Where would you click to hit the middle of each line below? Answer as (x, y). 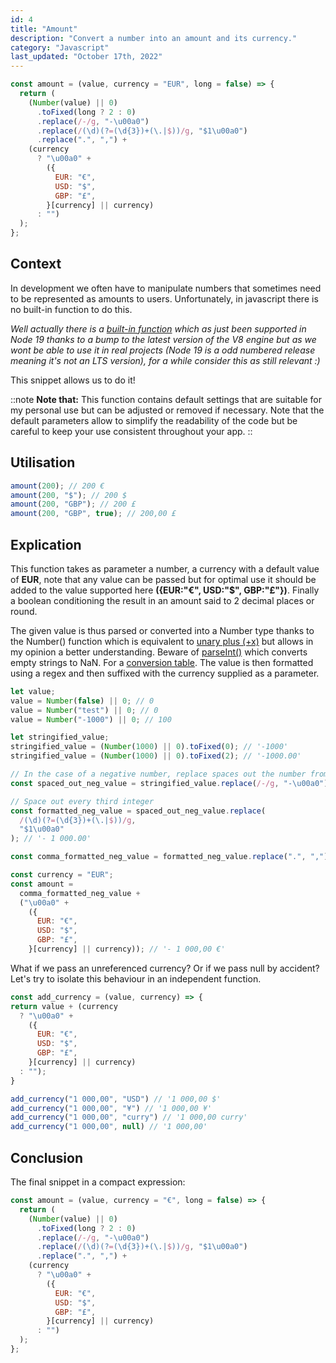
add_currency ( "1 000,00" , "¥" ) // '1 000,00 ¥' (111, 1108)
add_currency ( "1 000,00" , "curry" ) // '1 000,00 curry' (129, 1117)
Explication (46, 544)
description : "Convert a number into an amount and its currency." (154, 38)
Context (36, 264)
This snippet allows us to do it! (73, 380)
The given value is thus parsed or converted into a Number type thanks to (162, 630)
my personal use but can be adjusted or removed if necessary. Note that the (167, 410)
